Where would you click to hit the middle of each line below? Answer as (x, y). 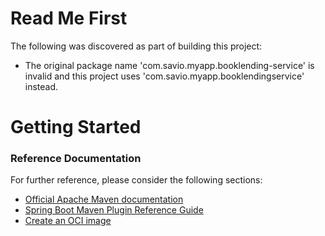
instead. (41, 86)
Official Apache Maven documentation (104, 199)
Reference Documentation (76, 159)
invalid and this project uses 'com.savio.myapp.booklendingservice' (164, 76)
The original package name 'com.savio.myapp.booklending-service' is (169, 65)
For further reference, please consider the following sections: (136, 180)
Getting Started (76, 127)
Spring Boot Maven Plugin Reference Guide (114, 210)
